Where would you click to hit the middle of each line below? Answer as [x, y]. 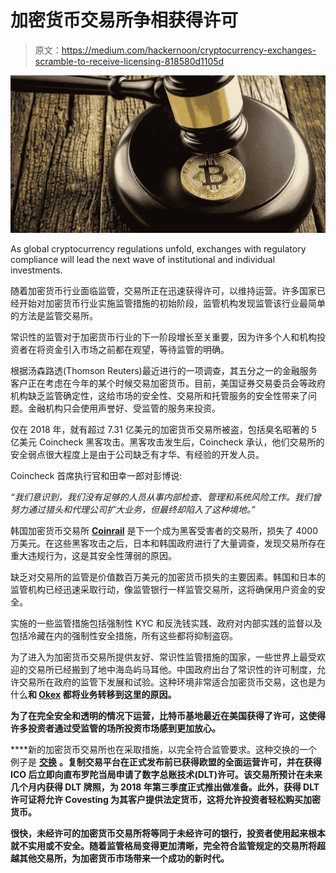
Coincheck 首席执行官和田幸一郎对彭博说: [96, 475]
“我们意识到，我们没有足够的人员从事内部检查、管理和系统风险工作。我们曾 [166, 497]
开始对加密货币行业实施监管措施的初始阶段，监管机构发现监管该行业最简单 [172, 303]
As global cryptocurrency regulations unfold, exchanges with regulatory [158, 248]
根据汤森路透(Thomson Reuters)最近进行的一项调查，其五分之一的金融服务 [164, 370]
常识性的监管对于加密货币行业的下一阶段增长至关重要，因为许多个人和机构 [163, 337]
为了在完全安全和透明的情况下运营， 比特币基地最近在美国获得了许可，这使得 [168, 715]
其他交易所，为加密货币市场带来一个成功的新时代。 [124, 858]
